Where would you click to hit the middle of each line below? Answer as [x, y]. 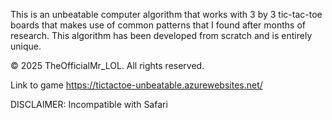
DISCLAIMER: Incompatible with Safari [89, 104]
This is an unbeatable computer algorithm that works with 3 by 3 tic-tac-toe [166, 14]
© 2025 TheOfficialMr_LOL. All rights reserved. [107, 65]
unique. [26, 46]
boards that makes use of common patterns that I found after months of [158, 25]
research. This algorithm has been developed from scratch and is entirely [161, 35]
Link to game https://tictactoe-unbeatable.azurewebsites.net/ [136, 85]
